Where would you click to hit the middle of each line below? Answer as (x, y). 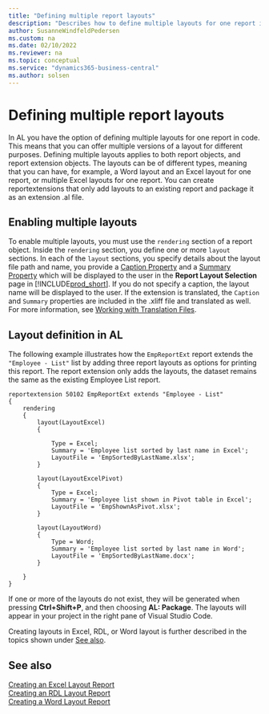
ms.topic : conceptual (44, 61)
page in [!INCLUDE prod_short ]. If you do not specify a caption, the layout (129, 284)
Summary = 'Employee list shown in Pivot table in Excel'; (151, 500)
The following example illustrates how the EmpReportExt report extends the (131, 355)
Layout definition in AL (66, 335)
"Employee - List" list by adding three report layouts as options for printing (133, 363)
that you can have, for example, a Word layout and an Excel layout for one (130, 171)
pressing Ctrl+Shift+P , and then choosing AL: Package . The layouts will (127, 607)
